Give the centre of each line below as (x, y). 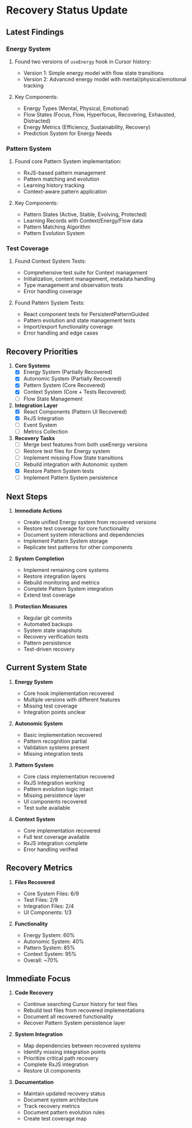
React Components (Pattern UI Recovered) (75, 411)
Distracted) (37, 121)
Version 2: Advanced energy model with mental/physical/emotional (105, 79)
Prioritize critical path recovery (61, 1058)
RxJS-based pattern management (64, 173)
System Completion (39, 559)
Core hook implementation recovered (69, 693)
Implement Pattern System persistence (70, 478)
